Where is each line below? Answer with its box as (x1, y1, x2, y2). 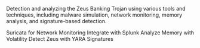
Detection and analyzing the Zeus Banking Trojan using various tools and (6, 5, 186, 12)
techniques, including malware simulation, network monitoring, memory (6, 11, 183, 18)
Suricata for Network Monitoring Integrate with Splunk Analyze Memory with (6, 29, 195, 36)
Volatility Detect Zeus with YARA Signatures (6, 36, 113, 42)
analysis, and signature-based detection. (6, 18, 107, 24)
